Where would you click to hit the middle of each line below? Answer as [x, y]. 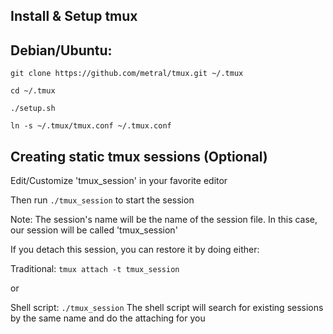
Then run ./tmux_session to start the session [102, 200]
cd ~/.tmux [33, 91]
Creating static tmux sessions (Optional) [139, 156]
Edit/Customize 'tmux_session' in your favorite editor [119, 181]
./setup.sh [33, 109]
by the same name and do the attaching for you [108, 318]
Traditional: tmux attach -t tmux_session [95, 269]
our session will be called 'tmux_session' [94, 230]
